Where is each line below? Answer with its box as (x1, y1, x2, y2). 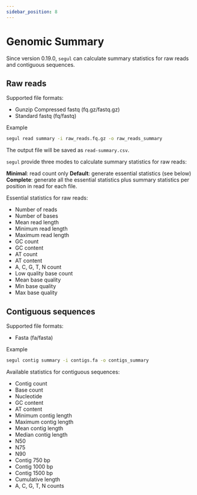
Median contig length (14, 431, 68, 438)
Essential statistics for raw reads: (6, 194, 88, 201)
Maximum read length (14, 232, 70, 239)
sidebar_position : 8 (6, 8, 58, 15)
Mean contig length (14, 425, 64, 432)
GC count (14, 238, 39, 245)
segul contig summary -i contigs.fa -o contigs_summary (6, 357, 149, 364)
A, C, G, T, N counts (14, 482, 64, 489)
